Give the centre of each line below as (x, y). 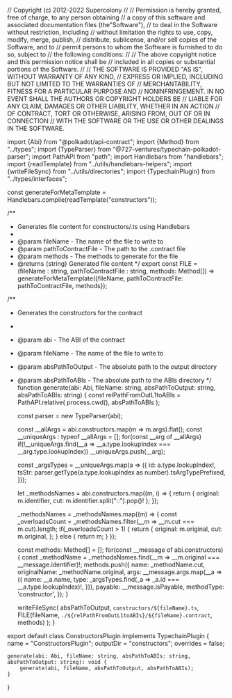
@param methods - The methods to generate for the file (98, 256)
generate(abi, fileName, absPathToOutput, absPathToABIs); (107, 668)
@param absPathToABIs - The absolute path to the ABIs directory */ (114, 380)
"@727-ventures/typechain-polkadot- (166, 149)
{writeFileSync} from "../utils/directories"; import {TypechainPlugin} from (111, 171)
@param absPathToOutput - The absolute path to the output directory (117, 367)
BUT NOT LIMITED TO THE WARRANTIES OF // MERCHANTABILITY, (105, 84)
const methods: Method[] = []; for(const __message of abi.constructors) (120, 550)
